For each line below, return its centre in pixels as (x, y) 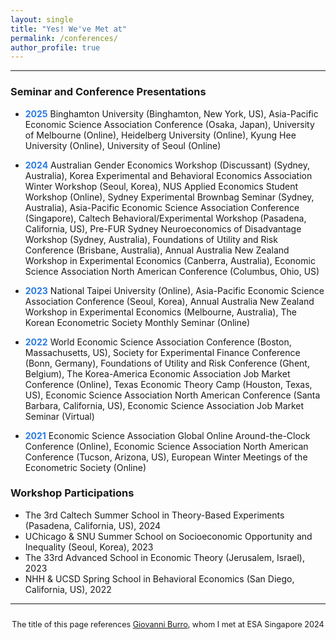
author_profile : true (55, 47)
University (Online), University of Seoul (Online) (123, 145)
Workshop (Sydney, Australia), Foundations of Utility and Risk (151, 239)
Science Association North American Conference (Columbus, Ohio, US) (172, 271)
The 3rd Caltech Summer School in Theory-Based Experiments (154, 515)
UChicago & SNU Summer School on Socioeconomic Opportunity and (168, 536)
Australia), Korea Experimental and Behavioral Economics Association (168, 175)
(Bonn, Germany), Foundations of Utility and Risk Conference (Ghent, (167, 363)
